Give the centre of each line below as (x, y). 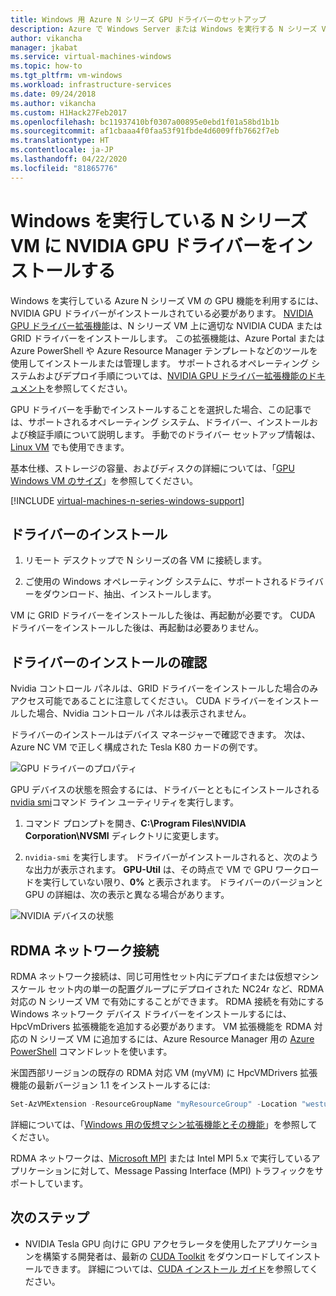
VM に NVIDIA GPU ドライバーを (144, 245)
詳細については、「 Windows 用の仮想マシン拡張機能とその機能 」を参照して (164, 1124)
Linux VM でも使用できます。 (70, 447)
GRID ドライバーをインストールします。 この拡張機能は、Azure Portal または (167, 338)
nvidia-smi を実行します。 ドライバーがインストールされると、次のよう (171, 857)
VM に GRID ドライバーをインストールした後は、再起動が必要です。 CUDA (163, 615)
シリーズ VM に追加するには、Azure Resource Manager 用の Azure (177, 1039)
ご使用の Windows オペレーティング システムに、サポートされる (156, 582)
